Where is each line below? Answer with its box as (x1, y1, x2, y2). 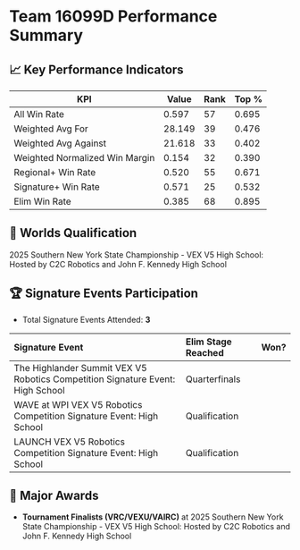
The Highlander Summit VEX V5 (13, 361, 147, 374)
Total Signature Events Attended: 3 (21, 314, 151, 325)
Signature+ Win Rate (13, 181, 100, 193)
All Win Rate (13, 108, 65, 120)
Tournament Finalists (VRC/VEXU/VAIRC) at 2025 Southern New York (21, 512, 284, 522)
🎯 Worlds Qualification (9, 225, 137, 241)
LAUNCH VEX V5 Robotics (13, 436, 125, 448)
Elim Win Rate (13, 195, 71, 207)
